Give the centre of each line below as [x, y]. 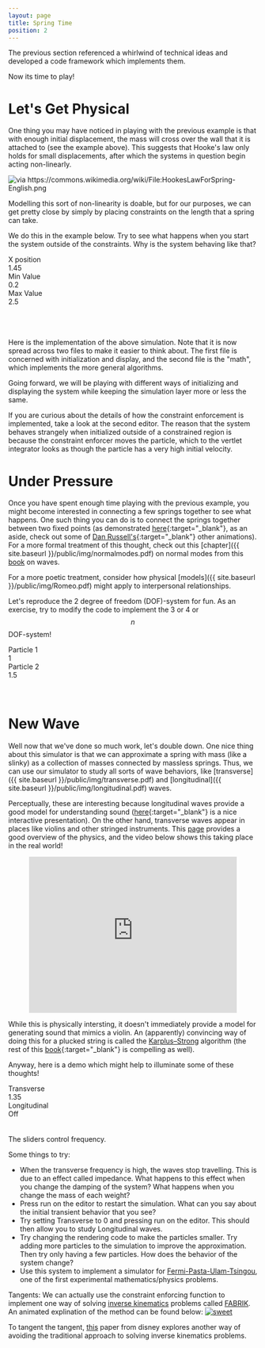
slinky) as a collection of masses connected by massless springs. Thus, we [131, 763]
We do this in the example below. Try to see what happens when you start [129, 236]
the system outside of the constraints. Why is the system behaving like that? [132, 244]
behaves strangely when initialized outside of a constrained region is [120, 432]
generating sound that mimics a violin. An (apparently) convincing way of [127, 1033]
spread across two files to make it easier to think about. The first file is [123, 351]
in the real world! [36, 846]
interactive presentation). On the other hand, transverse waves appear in [127, 820]
